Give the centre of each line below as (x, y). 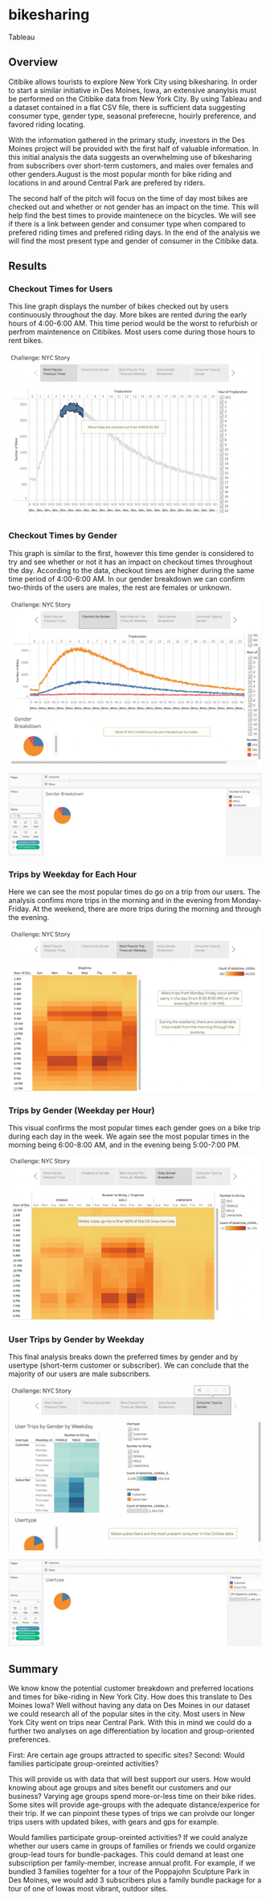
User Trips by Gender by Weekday (76, 1339)
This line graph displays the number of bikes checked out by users (119, 306)
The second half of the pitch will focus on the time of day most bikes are (128, 198)
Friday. (20, 909)
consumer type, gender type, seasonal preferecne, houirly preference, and (132, 116)
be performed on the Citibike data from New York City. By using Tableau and (135, 99)
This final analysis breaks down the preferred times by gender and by (123, 1356)
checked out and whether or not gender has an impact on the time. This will (134, 206)
